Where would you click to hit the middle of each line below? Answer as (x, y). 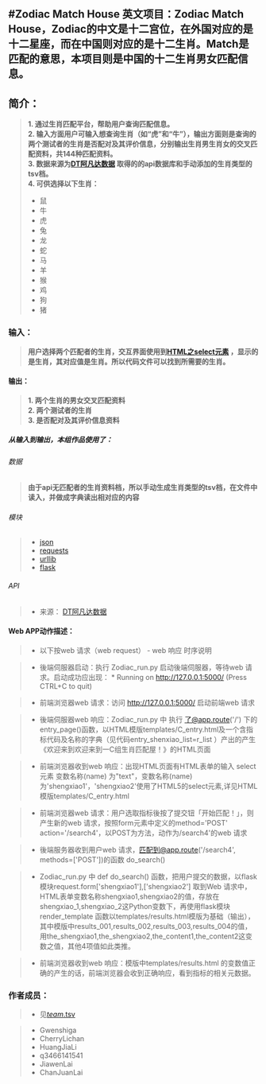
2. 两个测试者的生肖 (60, 410)
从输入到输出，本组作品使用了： (60, 440)
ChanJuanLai (61, 1073)
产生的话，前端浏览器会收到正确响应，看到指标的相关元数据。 (154, 973)
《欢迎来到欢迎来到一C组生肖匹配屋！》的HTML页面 (125, 749)
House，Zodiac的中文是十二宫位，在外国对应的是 (131, 29)
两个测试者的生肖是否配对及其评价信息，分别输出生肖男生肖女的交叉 (139, 144)
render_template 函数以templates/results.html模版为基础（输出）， (147, 916)
